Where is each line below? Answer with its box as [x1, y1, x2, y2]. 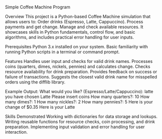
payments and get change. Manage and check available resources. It [5, 24, 144, 30]
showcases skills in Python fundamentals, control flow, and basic [5, 29, 135, 35]
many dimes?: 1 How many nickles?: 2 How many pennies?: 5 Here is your [5, 99, 153, 104]
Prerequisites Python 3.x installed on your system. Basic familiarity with [5, 44, 148, 49]
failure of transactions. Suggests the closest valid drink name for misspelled [5, 74, 157, 79]
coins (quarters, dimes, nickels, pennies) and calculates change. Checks [5, 63, 151, 69]
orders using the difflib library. [5, 79, 66, 85]
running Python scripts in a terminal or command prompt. [5, 49, 120, 55]
